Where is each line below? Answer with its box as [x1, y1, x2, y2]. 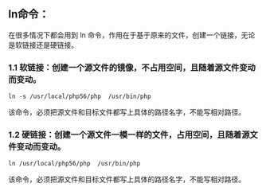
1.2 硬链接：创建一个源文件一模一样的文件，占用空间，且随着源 [8, 130, 250, 141]
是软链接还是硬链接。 [8, 40, 78, 49]
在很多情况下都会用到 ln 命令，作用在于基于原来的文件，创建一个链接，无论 [8, 30, 256, 40]
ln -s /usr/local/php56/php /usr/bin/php [8, 92, 151, 101]
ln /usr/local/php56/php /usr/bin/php [8, 160, 141, 168]
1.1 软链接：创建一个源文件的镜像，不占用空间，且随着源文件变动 [8, 62, 256, 73]
